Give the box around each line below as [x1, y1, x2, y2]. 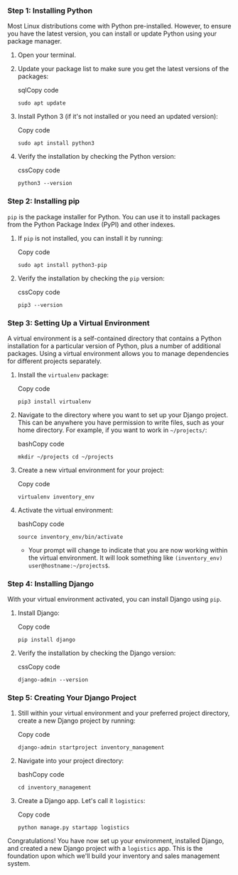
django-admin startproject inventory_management [17, 744, 165, 751]
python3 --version [17, 180, 72, 187]
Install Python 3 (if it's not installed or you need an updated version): [17, 112, 218, 121]
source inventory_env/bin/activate [17, 533, 124, 540]
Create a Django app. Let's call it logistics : [17, 797, 146, 805]
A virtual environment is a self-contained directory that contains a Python [7, 334, 222, 342]
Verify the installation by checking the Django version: [17, 649, 176, 657]
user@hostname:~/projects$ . [28, 561, 110, 570]
